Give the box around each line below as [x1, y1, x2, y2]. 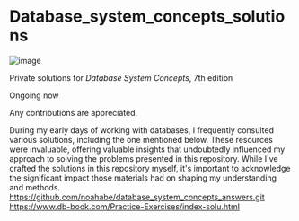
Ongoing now [9, 90, 60, 101]
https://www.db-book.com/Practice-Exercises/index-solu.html [9, 200, 241, 212]
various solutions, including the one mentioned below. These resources [9, 134, 274, 145]
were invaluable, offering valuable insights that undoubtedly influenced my [9, 144, 286, 155]
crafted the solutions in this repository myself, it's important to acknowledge [9, 163, 291, 173]
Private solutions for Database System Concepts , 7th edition [9, 72, 233, 83]
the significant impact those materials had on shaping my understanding [9, 172, 277, 183]
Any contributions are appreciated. [9, 107, 138, 118]
